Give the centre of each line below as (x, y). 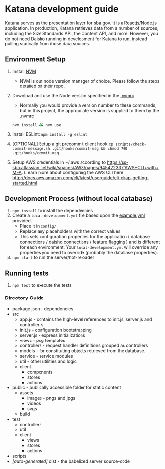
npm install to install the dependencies (53, 211)
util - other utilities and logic (48, 361)
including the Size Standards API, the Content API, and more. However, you (82, 33)
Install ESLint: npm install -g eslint (50, 134)
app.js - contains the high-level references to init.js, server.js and (86, 319)
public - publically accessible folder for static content (66, 387)
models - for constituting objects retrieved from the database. (82, 351)
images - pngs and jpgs (51, 398)
